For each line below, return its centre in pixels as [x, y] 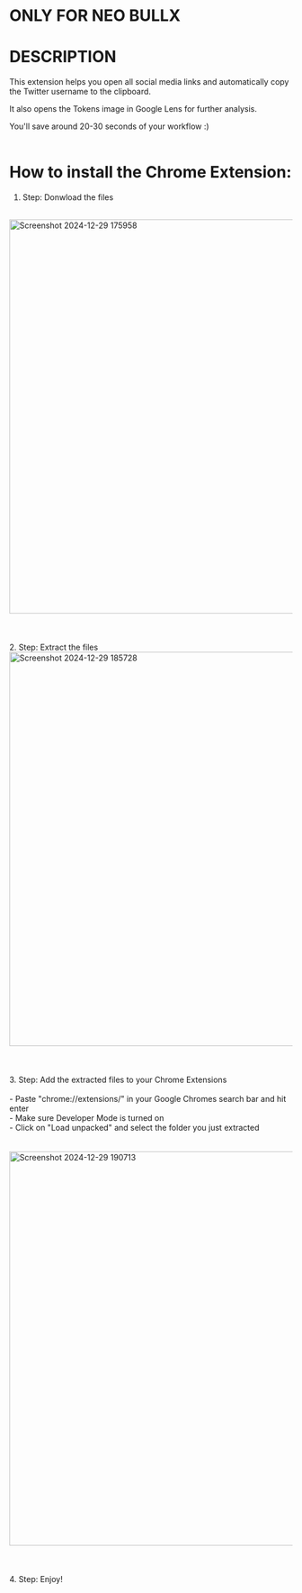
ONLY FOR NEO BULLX [95, 16]
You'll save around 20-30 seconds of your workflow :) [109, 126]
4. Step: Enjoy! [36, 1579]
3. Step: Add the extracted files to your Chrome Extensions [118, 1080]
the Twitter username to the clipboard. [80, 92]
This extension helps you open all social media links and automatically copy [149, 82]
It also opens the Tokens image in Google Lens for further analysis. [133, 109]
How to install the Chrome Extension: [151, 173]
